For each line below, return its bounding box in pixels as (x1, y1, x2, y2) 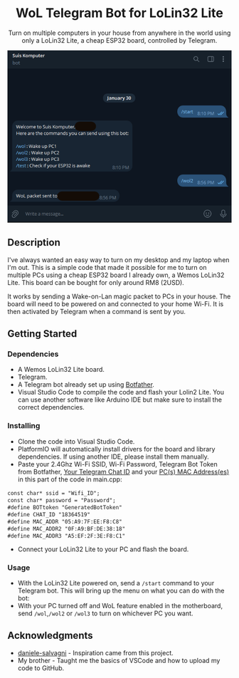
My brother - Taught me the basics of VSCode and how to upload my (17, 656, 221, 664)
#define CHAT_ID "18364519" (7, 511, 91, 518)
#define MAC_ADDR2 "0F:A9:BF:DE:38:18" (7, 525, 126, 532)
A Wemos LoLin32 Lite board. (17, 365, 105, 374)
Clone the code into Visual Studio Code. (17, 437, 135, 446)
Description (7, 236, 60, 249)
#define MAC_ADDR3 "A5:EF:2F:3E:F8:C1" (7, 532, 126, 539)
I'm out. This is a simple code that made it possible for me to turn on (7, 263, 207, 271)
